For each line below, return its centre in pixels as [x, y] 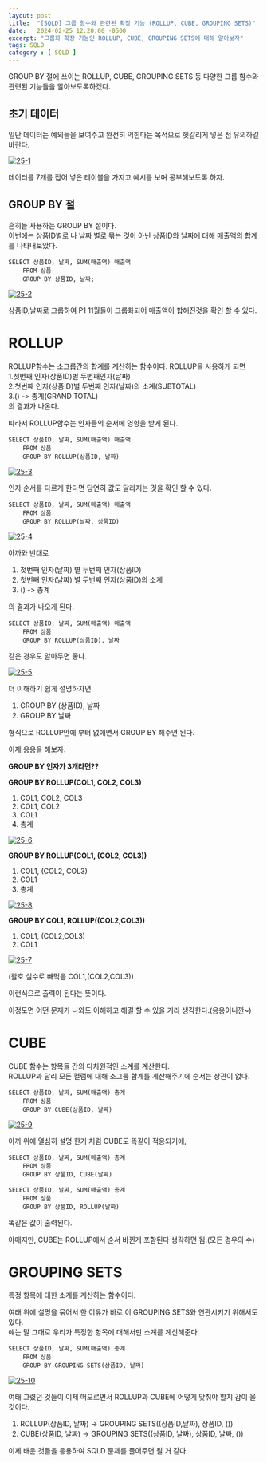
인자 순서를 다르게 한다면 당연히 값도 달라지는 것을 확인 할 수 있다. [110, 488]
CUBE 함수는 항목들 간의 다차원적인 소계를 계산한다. [89, 1066]
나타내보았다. [37, 245]
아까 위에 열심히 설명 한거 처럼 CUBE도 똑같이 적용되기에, [98, 1141]
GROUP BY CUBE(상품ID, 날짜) [68, 1109]
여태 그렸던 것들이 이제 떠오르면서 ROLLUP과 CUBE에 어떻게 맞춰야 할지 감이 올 [132, 1397]
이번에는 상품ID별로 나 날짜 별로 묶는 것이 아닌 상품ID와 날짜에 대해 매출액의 [126, 235]
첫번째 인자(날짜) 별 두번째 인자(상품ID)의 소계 [91, 579]
